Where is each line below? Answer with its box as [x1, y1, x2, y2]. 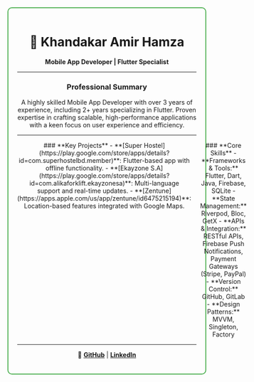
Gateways [208, 262, 238, 271]
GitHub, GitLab [201, 292, 245, 301]
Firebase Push [202, 240, 245, 248]
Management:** [200, 202, 248, 211]
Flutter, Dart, [205, 171, 242, 180]
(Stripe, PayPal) [200, 270, 247, 278]
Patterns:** [207, 307, 240, 316]
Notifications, [203, 247, 243, 255]
